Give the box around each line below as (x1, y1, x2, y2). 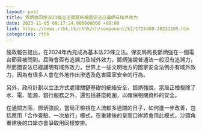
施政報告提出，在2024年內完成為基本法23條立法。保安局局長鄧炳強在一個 (6, 49, 189, 56)
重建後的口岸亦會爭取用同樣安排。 (6, 119, 91, 127)
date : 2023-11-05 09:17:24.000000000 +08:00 (6, 20, 120, 26)
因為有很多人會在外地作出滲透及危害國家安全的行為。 (16, 71, 148, 78)
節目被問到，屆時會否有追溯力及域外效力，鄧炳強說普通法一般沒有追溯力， (11, 56, 196, 63)
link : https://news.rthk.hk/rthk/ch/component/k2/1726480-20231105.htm (6, 25, 189, 32)
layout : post (6, 8, 39, 15)
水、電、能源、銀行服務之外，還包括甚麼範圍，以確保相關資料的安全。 (6, 92, 180, 99)
